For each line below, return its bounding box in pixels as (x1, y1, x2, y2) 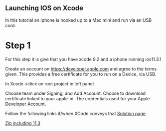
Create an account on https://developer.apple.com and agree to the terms (5, 65, 157, 71)
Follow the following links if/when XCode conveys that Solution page (5, 110, 146, 116)
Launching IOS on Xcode (5, 4, 84, 12)
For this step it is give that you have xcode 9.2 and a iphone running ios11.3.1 (5, 56, 162, 62)
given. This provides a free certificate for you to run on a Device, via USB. (5, 71, 157, 77)
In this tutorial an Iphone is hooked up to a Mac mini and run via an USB (5, 17, 152, 23)
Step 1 (5, 40, 31, 51)
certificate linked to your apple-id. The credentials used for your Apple (5, 95, 150, 101)
